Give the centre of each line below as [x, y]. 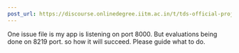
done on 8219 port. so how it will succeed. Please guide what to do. [106, 41]
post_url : [22, 14]
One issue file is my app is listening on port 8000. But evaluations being [112, 34]
